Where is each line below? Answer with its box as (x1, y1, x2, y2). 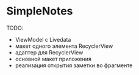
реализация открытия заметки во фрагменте (15, 62, 133, 69)
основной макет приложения (15, 55, 91, 62)
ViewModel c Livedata (15, 36, 71, 43)
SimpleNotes (6, 4, 73, 18)
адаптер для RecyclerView (15, 48, 84, 56)
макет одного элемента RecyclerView (15, 42, 113, 50)
